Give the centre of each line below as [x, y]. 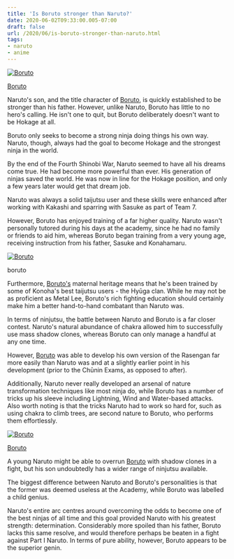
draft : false [26, 27]
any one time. [27, 341]
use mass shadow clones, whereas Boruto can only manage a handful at [112, 334]
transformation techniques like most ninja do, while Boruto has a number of [115, 391]
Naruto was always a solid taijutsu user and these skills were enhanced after [117, 199]
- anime [19, 53]
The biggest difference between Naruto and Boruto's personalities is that [112, 482]
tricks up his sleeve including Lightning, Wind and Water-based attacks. [111, 398]
